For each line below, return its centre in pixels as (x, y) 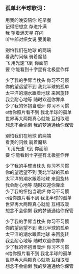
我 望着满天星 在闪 (24, 33)
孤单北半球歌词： (26, 8)
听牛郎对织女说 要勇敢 (28, 39)
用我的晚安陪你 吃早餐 (28, 20)
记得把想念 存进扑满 (26, 27)
